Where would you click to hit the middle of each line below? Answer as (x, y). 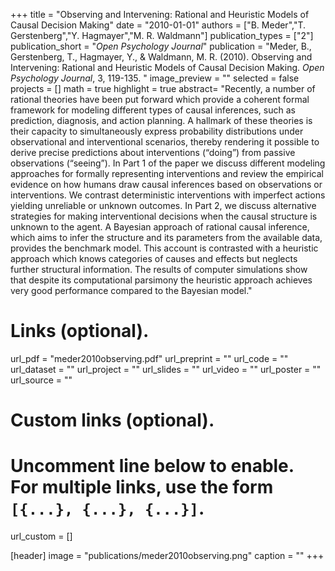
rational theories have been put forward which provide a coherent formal (160, 99)
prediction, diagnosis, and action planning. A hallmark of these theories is (161, 120)
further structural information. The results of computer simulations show (159, 269)
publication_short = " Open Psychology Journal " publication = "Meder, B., (161, 46)
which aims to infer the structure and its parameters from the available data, (166, 237)
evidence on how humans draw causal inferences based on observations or (166, 184)
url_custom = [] (41, 536)
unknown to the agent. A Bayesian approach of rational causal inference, (160, 227)
